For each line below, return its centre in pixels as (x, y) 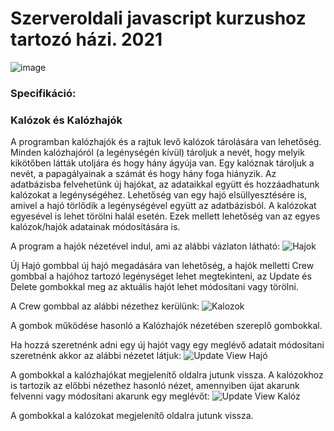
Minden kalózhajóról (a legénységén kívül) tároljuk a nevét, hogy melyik (157, 153)
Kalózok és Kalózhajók (66, 120)
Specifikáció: (43, 93)
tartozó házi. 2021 (86, 39)
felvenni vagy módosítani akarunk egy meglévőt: (110, 396)
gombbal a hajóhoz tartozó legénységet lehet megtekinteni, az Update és (161, 276)
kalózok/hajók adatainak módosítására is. (95, 227)
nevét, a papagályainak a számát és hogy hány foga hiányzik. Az (143, 174)
